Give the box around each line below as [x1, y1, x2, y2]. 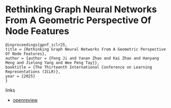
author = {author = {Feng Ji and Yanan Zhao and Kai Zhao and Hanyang [5, 55, 159, 61]
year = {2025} [5, 73, 36, 79]
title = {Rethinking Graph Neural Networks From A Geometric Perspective [5, 47, 166, 52]
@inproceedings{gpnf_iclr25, [5, 42, 68, 47]
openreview [12, 97, 38, 103]
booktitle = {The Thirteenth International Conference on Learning [5, 64, 153, 70]
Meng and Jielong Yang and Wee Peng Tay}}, [5, 60, 100, 65]
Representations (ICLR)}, [5, 69, 60, 74]
